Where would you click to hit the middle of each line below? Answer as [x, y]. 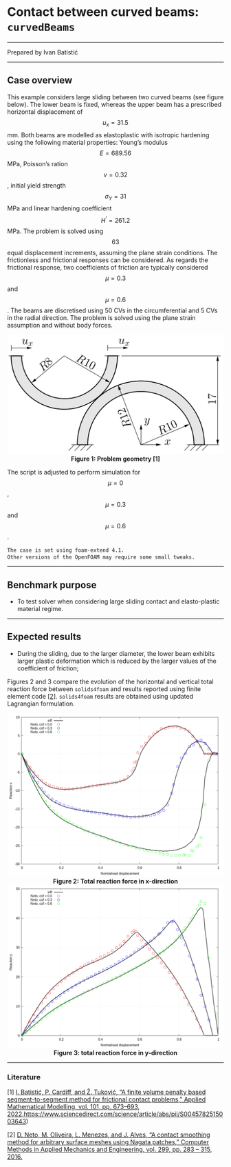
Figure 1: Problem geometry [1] [115, 459]
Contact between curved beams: [103, 12]
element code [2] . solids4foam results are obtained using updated [100, 696]
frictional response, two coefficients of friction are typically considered [108, 267]
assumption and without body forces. [60, 325]
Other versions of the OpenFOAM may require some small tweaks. [101, 557]
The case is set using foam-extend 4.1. [66, 550]
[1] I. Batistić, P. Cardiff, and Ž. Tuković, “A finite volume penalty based [107, 1092]
